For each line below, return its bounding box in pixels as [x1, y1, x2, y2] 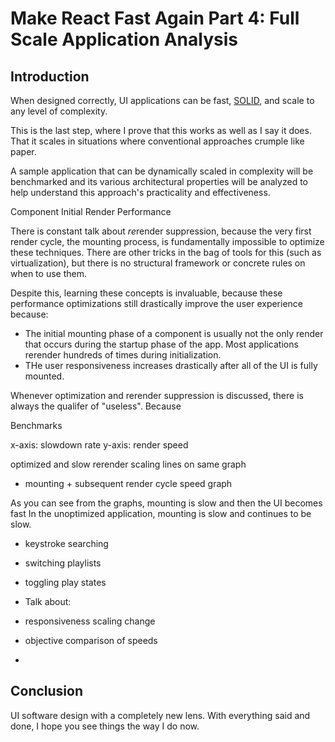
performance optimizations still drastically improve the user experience [10, 298, 304, 309]
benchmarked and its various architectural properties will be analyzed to [10, 176, 308, 187]
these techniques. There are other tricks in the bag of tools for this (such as [10, 247, 322, 258]
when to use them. [10, 268, 87, 279]
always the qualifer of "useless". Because [10, 400, 182, 412]
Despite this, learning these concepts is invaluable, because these [10, 287, 283, 299]
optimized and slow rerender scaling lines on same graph [10, 458, 247, 470]
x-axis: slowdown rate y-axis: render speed [10, 439, 189, 451]
